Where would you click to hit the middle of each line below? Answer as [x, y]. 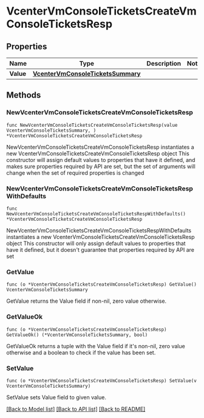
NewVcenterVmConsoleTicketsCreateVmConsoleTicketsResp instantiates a [100, 147]
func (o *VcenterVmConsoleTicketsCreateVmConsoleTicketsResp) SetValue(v [102, 380]
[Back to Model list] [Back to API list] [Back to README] [76, 409]
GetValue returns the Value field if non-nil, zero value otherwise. [87, 301]
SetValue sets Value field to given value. [56, 397]
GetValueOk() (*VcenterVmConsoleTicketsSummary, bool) [77, 335]
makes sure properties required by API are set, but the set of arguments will [101, 166]
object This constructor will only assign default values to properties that [96, 243]
